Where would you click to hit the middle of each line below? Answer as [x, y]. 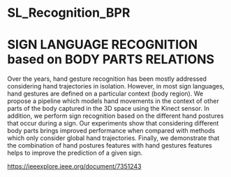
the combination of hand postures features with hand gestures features [110, 146]
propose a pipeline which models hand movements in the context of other [113, 101]
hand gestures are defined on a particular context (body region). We [105, 94]
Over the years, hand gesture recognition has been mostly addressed [107, 79]
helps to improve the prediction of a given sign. [75, 153]
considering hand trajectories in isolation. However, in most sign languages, [116, 86]
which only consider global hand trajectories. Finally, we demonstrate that [113, 138]
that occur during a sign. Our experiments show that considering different [113, 123]
